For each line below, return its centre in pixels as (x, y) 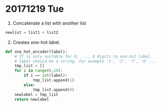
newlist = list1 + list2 (32, 32)
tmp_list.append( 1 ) (53, 80)
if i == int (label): (46, 76)
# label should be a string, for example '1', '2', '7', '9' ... (86, 61)
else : (30, 85)
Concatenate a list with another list (49, 23)
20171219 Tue (35, 9)
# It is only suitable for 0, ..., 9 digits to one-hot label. (84, 56)
